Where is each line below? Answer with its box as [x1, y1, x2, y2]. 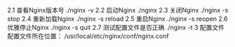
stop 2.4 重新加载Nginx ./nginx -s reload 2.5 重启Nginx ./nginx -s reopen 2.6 [7, 15, 228, 23]
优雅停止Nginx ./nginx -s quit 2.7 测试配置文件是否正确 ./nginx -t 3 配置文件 [7, 23, 224, 31]
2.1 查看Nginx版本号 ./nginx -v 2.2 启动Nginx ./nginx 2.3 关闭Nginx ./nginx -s [7, 6, 229, 14]
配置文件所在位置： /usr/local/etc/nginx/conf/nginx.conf [7, 32, 170, 40]
